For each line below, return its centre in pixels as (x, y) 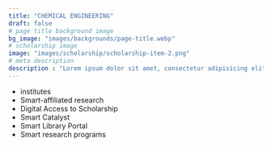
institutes (35, 91)
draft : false (30, 23)
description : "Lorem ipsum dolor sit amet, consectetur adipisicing (128, 69)
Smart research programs (63, 134)
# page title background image (61, 31)
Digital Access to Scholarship (69, 108)
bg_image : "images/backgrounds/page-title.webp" (92, 38)
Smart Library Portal (53, 125)
